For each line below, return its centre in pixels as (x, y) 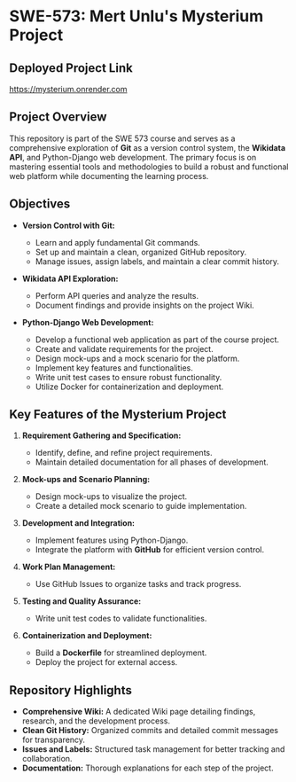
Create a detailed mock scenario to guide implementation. (141, 506)
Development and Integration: (78, 523)
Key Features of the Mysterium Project (118, 414)
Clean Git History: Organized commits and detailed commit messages (150, 731)
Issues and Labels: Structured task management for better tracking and (153, 749)
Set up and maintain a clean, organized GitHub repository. (141, 252)
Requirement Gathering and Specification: (101, 435)
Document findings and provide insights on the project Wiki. (144, 305)
